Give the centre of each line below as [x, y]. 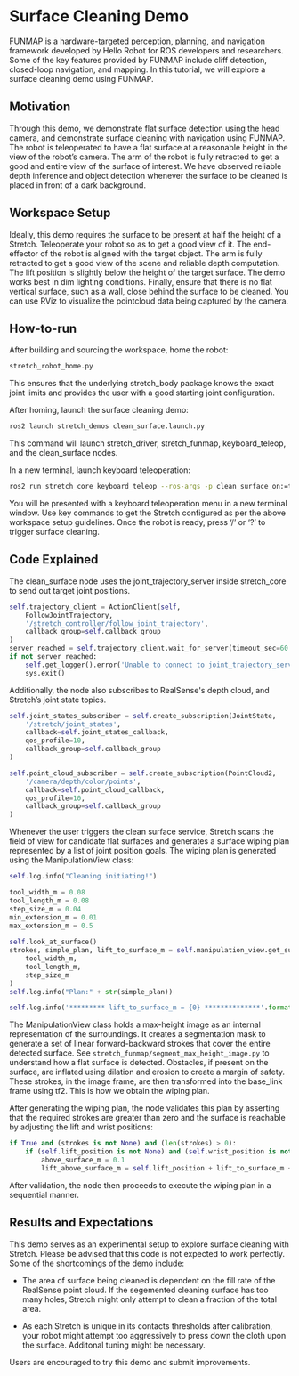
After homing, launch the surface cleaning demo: [99, 410]
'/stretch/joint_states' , [73, 724]
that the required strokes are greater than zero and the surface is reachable [148, 1118]
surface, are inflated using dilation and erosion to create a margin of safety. [147, 1072]
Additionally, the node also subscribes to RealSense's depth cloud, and [139, 690]
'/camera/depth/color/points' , [83, 781]
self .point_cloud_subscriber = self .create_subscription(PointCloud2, [143, 773]
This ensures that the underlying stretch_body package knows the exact [141, 384]
